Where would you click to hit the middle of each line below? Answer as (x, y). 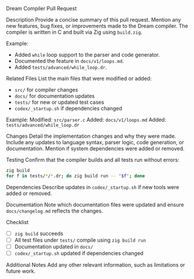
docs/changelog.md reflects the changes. (55, 211)
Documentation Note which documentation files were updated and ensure (95, 204)
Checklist (18, 222)
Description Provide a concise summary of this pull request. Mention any (93, 20)
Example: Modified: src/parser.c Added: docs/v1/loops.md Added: (86, 120)
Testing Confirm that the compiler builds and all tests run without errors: (93, 160)
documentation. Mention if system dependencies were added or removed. (96, 149)
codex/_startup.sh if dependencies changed (68, 108)
